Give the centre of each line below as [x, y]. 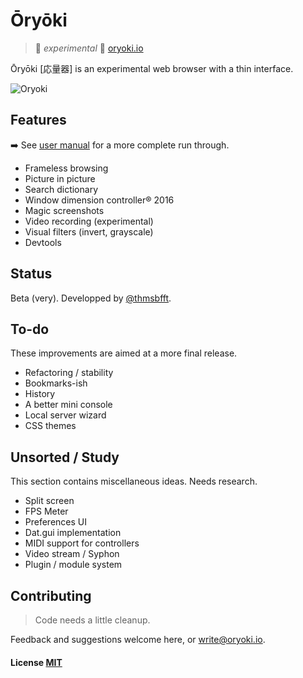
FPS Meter [46, 511]
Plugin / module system [73, 565]
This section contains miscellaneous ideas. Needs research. [134, 481]
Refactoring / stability [69, 373]
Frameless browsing [66, 168]
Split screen [49, 501]
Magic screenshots [64, 210]
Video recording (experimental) [89, 221]
